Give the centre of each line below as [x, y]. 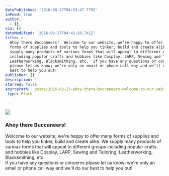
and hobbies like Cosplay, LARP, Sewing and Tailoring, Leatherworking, [79, 152]
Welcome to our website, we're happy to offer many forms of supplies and [82, 136]
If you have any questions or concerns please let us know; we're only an [80, 162]
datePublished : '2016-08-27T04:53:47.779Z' [52, 10]
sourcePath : [18, 89]
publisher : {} [20, 75]
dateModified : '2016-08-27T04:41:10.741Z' [50, 33]
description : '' [22, 80]
